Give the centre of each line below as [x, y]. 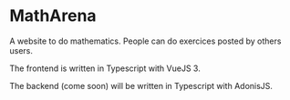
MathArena [53, 16]
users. [21, 50]
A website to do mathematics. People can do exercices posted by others [145, 41]
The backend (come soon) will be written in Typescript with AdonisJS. [141, 85]
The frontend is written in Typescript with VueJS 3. [105, 68]
